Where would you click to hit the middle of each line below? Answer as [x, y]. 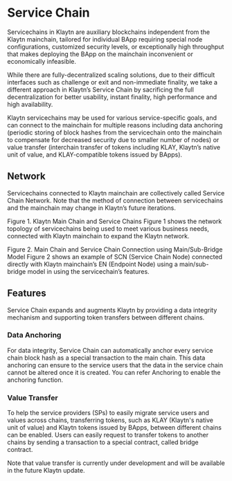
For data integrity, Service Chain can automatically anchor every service [110, 350]
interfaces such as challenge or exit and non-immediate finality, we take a [113, 82]
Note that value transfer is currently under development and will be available [116, 463]
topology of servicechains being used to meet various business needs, [108, 228]
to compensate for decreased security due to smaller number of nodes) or [113, 139]
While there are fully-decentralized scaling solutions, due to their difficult [111, 75]
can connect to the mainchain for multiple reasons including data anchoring [115, 125]
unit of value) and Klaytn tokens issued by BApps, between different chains [114, 428]
